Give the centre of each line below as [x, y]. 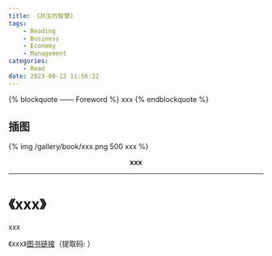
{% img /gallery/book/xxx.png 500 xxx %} [79, 147]
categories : [28, 62]
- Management [45, 53]
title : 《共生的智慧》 [42, 16]
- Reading [40, 31]
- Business [41, 38]
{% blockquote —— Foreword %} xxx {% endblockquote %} [108, 99]
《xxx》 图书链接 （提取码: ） [51, 244]
